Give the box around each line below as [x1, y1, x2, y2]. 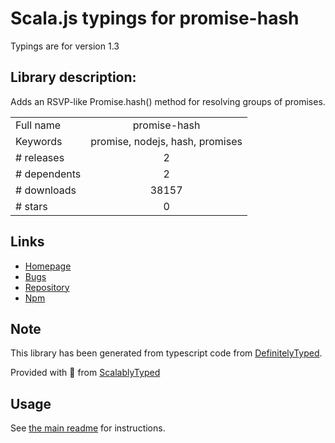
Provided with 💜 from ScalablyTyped [10, 367, 161, 379]
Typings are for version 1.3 [10, 40, 120, 52]
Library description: [10, 69, 137, 86]
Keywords [15, 134, 63, 148]
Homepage [24, 260, 72, 272]
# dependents [15, 167, 82, 181]
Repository [24, 281, 70, 293]
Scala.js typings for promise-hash [10, 7, 300, 30]
